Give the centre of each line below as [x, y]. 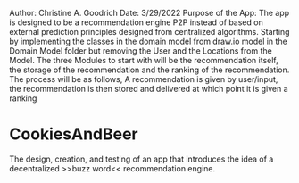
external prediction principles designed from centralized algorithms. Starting [149, 32]
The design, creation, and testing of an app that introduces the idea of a [141, 159]
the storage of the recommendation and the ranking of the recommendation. [149, 70]
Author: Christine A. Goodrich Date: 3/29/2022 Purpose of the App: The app [149, 13]
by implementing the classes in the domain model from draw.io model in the [148, 41]
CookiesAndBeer [74, 134]
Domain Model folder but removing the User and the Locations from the [141, 51]
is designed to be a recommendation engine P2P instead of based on [136, 22]
